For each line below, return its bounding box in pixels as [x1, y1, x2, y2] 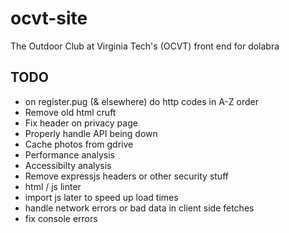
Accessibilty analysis [24, 159, 112, 171]
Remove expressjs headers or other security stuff [24, 170, 229, 182]
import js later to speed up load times [24, 191, 179, 203]
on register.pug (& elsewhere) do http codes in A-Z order [24, 95, 259, 107]
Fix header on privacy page [24, 117, 138, 129]
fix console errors [24, 212, 98, 224]
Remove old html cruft [24, 106, 117, 118]
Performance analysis [24, 148, 115, 161]
